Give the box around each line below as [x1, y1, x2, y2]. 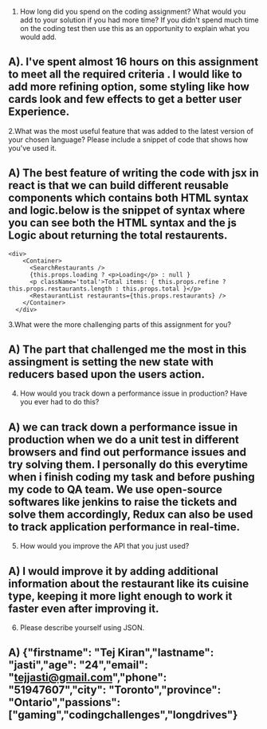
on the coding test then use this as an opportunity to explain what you [19, 24, 249, 33]
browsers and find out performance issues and [8, 445, 247, 459]
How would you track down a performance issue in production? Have [19, 388, 248, 398]
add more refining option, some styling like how [8, 80, 249, 94]
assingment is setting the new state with [8, 355, 214, 369]
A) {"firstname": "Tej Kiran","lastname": [8, 646, 214, 660]
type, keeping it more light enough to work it [8, 589, 233, 603]
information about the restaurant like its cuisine [8, 577, 249, 590]
